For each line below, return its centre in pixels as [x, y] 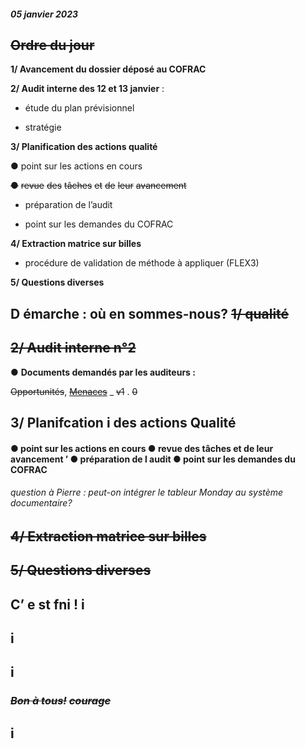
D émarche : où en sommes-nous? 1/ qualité [150, 313]
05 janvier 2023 [44, 14]
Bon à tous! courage [61, 701]
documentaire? [41, 503]
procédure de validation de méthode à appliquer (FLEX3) [142, 263]
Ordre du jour [52, 45]
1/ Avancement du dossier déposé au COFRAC [108, 69]
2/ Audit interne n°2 [73, 348]
